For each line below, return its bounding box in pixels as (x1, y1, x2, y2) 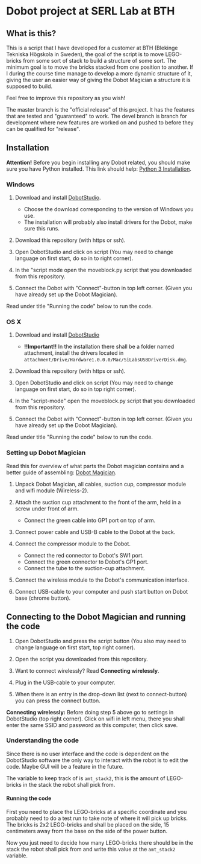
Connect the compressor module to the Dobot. (14, 540, 131, 547)
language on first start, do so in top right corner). (14, 386, 137, 393)
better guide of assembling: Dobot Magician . (6, 469, 117, 476)
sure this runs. (23, 225, 60, 232)
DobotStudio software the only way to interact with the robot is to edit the (6, 756, 188, 764)
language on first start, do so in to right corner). (14, 255, 134, 262)
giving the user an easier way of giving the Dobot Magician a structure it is (6, 77, 191, 83)
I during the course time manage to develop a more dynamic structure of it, (6, 70, 193, 77)
